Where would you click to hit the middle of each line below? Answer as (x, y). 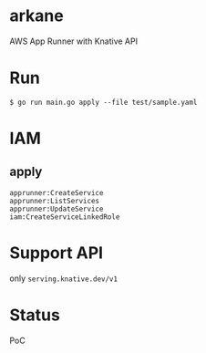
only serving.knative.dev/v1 (64, 278)
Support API (56, 253)
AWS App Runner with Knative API (74, 41)
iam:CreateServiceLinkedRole (65, 217)
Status (35, 315)
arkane (36, 16)
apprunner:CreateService (57, 192)
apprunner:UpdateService (57, 209)
